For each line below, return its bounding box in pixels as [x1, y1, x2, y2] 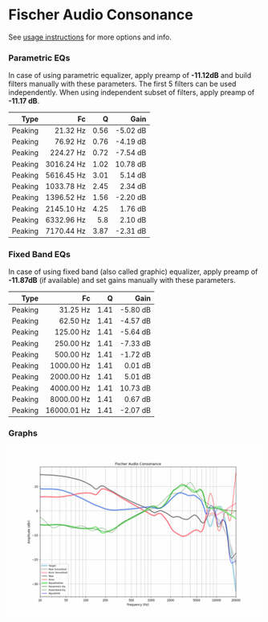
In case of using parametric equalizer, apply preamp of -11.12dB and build [8, 71, 252, 80]
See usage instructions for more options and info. [8, 32, 173, 42]
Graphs [8, 428, 38, 439]
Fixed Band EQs [8, 248, 71, 260]
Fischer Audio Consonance [8, 6, 194, 24]
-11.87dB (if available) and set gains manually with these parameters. [8, 276, 236, 285]
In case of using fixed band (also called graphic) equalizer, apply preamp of [8, 267, 258, 276]
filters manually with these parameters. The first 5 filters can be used [8, 79, 237, 89]
